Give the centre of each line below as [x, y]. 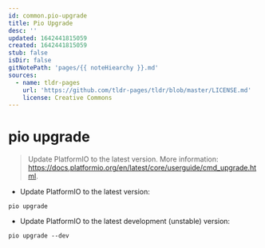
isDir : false [30, 61]
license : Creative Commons [67, 98]
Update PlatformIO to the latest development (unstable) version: [125, 222]
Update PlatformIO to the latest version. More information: [123, 159]
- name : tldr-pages [48, 82]
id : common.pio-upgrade [48, 16]
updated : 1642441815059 [48, 38]
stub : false [28, 53]
